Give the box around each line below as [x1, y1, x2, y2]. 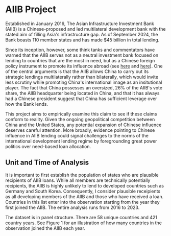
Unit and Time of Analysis [5, 158, 89, 167]
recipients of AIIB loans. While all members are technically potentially [5, 177, 151, 183]
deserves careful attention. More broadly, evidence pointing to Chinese [5, 127, 155, 133]
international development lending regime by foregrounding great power [5, 138, 157, 144]
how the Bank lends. [5, 101, 48, 107]
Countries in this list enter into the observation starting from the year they [5, 199, 160, 205]
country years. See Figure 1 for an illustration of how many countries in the [5, 220, 162, 226]
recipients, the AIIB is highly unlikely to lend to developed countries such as [5, 182, 164, 188]
